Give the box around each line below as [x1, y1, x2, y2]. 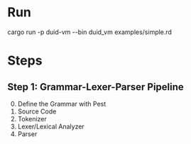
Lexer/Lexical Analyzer [17, 122, 85, 131]
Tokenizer [17, 114, 48, 123]
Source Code [17, 107, 57, 116]
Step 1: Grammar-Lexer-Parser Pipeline [7, 81, 185, 93]
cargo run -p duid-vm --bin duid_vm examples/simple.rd [7, 28, 173, 36]
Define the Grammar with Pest [17, 99, 107, 108]
